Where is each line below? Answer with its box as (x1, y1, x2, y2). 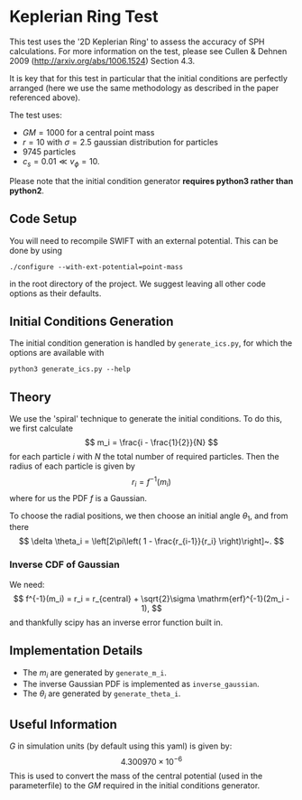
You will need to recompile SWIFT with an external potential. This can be (9, 235, 279, 246)
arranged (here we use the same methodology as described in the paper (9, 82, 279, 93)
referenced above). (9, 92, 81, 103)
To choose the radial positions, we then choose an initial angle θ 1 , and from (9, 510, 288, 523)
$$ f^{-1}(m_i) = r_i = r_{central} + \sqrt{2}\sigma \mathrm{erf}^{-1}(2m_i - (13, 593, 290, 604)
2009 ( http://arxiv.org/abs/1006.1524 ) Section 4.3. (9, 55, 196, 66)
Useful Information (9, 716, 117, 732)
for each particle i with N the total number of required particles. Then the (9, 451, 279, 462)
